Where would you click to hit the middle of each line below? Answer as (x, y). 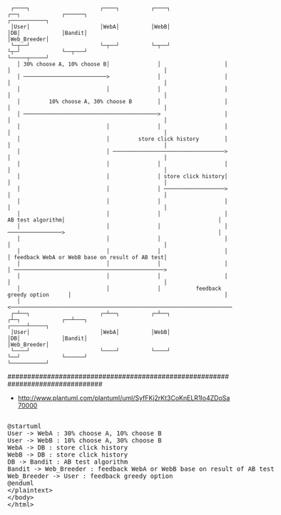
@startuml (24, 426)
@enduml (21, 483)
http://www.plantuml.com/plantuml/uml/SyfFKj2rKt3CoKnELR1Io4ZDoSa (124, 398)
